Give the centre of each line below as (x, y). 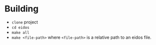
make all (20, 33)
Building (22, 9)
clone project (25, 22)
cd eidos (20, 27)
